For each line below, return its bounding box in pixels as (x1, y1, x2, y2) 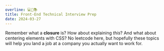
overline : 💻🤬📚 (5, 7, 38, 12)
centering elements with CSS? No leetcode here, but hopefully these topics (5, 35, 160, 41)
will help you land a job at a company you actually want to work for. (5, 41, 143, 47)
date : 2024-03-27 (5, 16, 41, 21)
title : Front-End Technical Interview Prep (5, 12, 97, 17)
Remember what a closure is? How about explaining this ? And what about (5, 30, 157, 36)
